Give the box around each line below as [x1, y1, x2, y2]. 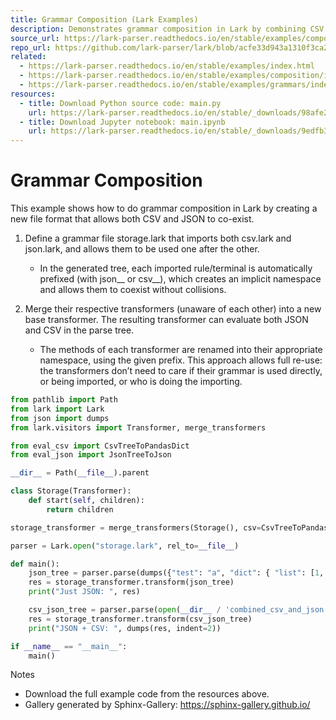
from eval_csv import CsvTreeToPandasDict [10, 441, 190, 451]
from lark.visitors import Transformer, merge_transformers [10, 422, 267, 433]
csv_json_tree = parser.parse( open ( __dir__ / [28, 605, 222, 615]
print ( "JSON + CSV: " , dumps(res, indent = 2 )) [28, 623, 222, 633]
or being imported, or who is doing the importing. [39, 376, 243, 388]
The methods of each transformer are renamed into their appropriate [39, 344, 323, 356]
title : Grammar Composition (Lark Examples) [10, 14, 199, 25]
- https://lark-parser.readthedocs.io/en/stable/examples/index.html [19, 61, 315, 71]
